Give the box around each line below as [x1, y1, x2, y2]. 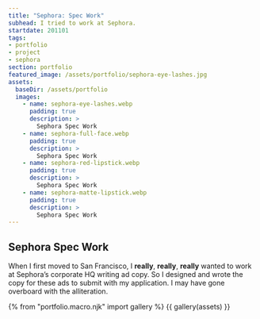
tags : [8, 33, 26, 42]
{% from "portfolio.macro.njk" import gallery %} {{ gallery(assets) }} [8, 302, 231, 312]
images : [15, 93, 41, 101]
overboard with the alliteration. [8, 286, 109, 296]
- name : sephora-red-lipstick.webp [22, 159, 140, 167]
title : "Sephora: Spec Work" [8, 11, 105, 20]
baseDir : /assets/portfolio [15, 85, 109, 94]
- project [8, 48, 41, 56]
